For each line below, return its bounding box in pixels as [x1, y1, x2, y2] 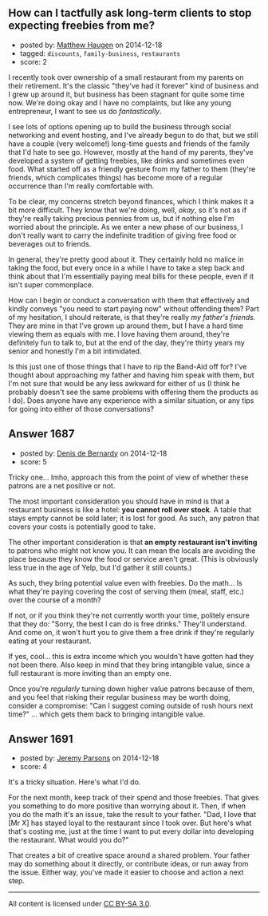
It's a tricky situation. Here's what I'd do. [8, 777, 141, 787]
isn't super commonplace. [8, 279, 94, 290]
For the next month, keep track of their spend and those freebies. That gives [8, 793, 259, 803]
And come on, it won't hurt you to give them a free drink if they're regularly [8, 627, 254, 637]
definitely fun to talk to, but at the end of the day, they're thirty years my [8, 338, 245, 347]
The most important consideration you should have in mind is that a [8, 496, 230, 506]
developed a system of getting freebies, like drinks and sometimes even [8, 156, 245, 165]
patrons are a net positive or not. [8, 480, 116, 490]
